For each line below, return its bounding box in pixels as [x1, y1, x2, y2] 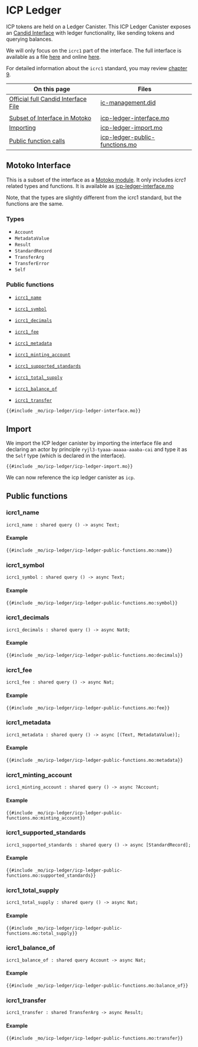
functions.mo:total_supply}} [6, 930, 78, 936]
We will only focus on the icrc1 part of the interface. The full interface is [6, 47, 181, 54]
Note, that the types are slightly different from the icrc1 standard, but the [6, 194, 181, 201]
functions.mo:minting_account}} [6, 815, 85, 821]
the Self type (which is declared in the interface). [6, 452, 126, 460]
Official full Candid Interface [9, 95, 87, 103]
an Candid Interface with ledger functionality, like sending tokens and [6, 29, 175, 36]
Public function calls [9, 137, 65, 145]
